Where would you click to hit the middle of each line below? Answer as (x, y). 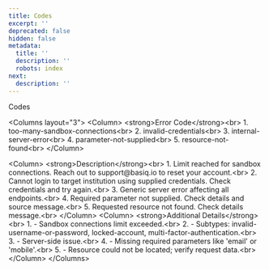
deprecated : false (39, 31)
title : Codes (30, 16)
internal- (246, 131)
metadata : (25, 46)
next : (17, 76)
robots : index (39, 69)
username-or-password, (49, 232)
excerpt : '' (28, 23)
